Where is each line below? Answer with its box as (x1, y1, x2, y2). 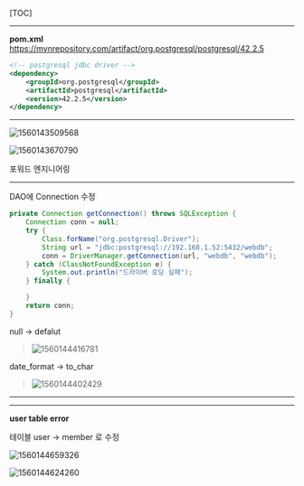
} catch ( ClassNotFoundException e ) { (25, 259, 172, 269)
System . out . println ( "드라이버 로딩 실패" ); (42, 268, 193, 277)
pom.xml (9, 33, 43, 44)
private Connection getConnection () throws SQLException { (9, 210, 237, 219)
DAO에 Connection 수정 (9, 192, 96, 202)
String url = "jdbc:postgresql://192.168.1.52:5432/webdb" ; (42, 243, 273, 252)
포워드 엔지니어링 (9, 164, 71, 174)
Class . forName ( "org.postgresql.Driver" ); (42, 234, 201, 243)
